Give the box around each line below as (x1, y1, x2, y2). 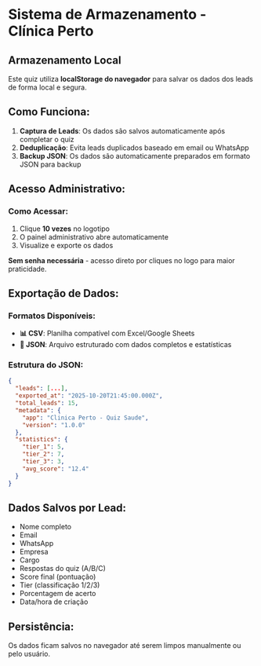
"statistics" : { (15, 436, 68, 444)
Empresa (19, 547, 49, 557)
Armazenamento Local (8, 53, 121, 67)
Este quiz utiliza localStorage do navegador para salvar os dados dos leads (8, 75, 253, 83)
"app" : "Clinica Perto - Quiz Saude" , (22, 414, 149, 422)
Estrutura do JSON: (8, 360, 84, 371)
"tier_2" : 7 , (22, 450, 65, 459)
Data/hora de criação (19, 597, 89, 606)
